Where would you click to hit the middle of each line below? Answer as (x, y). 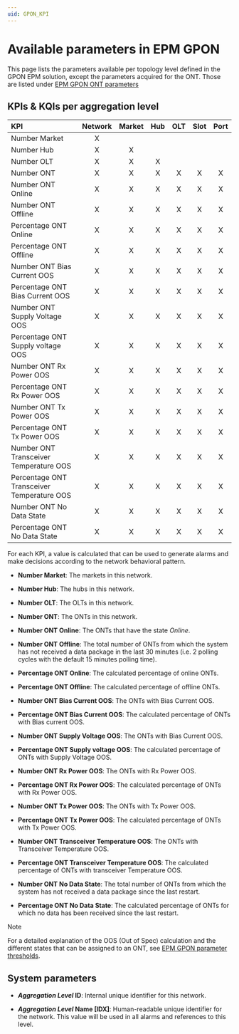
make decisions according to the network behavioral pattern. (97, 562)
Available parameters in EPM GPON (114, 49)
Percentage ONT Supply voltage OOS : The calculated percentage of (119, 750)
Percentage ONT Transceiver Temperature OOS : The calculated (113, 863)
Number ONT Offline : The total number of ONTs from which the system (123, 644)
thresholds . (24, 956)
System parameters (52, 978)
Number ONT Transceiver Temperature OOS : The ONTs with (108, 842)
